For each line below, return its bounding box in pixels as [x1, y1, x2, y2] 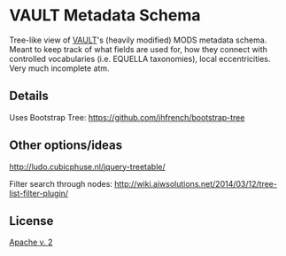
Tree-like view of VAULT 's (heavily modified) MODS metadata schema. [9, 35, 267, 45]
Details [9, 89, 49, 104]
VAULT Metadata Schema [9, 5, 201, 26]
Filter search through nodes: [9, 178, 113, 189]
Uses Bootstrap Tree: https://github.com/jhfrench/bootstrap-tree [9, 112, 245, 122]
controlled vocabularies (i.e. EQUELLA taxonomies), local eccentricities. [9, 53, 271, 64]
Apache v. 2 [9, 237, 53, 248]
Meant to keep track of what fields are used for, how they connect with [9, 43, 268, 54]
